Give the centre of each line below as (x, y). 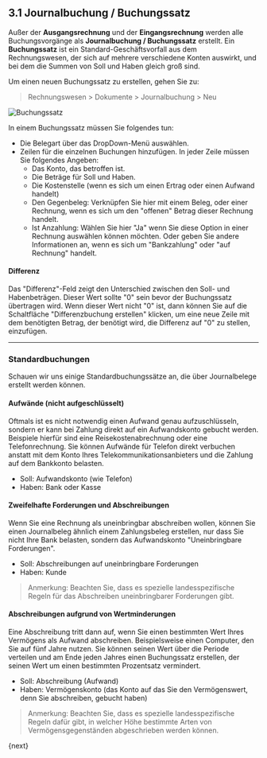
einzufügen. (28, 331)
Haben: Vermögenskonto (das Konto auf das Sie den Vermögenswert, (134, 689)
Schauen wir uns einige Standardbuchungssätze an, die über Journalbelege (132, 376)
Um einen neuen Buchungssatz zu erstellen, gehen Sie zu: (104, 81)
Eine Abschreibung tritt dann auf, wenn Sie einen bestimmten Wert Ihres (126, 632)
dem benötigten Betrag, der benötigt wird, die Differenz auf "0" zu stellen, (129, 323)
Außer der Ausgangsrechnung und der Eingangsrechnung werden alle (126, 32)
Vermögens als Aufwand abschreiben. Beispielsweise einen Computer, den (131, 640)
